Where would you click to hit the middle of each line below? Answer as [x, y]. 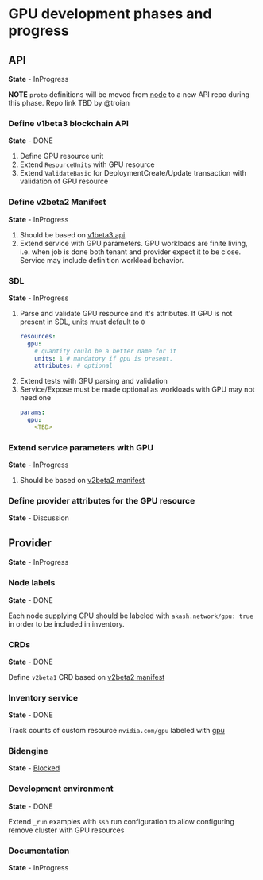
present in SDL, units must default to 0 [82, 322]
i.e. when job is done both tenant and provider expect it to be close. [130, 252]
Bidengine [29, 751]
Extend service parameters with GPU [81, 447]
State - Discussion [39, 518]
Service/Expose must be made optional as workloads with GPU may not [137, 389]
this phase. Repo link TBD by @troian [69, 103]
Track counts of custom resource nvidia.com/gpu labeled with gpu [116, 731]
